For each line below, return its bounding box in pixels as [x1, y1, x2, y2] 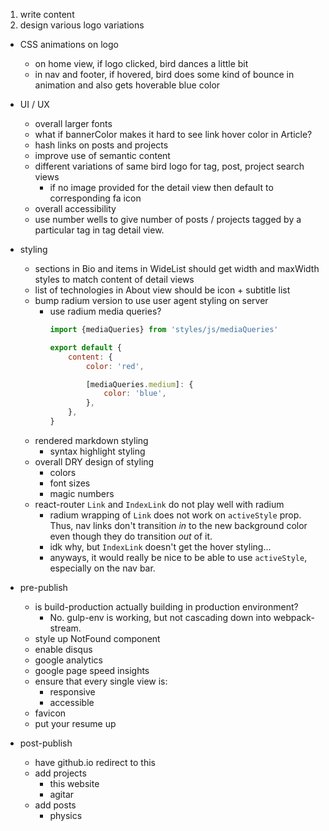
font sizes [49, 477, 91, 489]
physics [49, 809, 83, 821]
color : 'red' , [85, 361, 145, 371]
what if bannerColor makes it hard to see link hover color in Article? [34, 129, 313, 140]
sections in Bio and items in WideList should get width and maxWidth [34, 263, 320, 274]
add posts [34, 799, 77, 811]
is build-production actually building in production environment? [34, 600, 299, 613]
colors [49, 466, 77, 478]
